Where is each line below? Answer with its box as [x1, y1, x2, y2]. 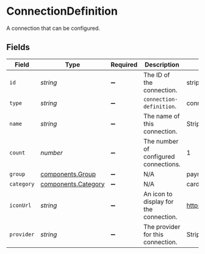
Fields [6, 42, 31, 53]
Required [110, 60, 138, 68]
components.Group [40, 170, 96, 178]
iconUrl [9, 201, 32, 209]
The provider [143, 222, 181, 231]
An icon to [143, 189, 173, 198]
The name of [143, 112, 180, 120]
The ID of [143, 70, 170, 79]
